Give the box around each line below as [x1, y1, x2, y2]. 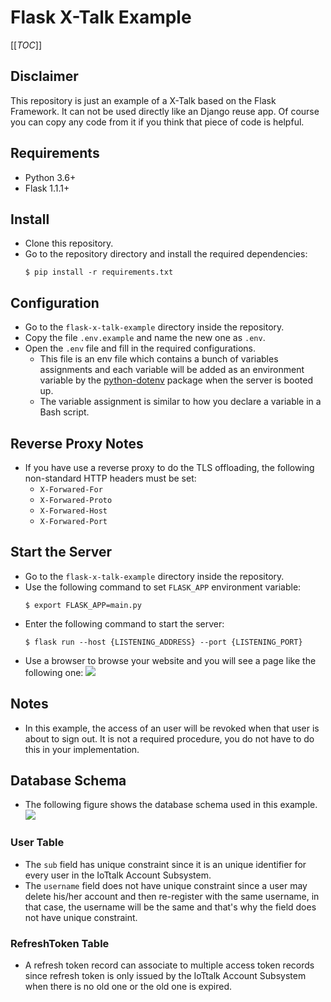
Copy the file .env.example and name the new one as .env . [24, 332, 266, 344]
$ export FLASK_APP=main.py [24, 600, 142, 610]
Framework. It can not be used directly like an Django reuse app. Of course [10, 105, 320, 117]
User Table [10, 836, 65, 850]
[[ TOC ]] [10, 39, 42, 51]
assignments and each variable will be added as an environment [39, 364, 305, 376]
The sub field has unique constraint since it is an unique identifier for [24, 858, 307, 870]
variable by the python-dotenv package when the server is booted [39, 374, 313, 386]
